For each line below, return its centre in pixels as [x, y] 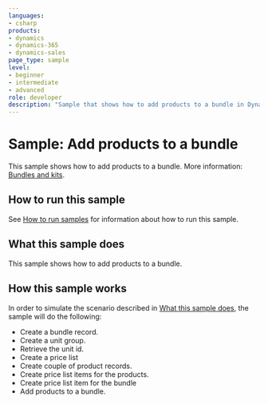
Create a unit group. [53, 340]
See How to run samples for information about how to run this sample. [124, 219]
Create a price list [49, 357]
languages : [26, 16]
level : [19, 68]
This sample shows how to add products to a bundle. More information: [126, 166]
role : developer [35, 97]
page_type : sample [39, 61]
